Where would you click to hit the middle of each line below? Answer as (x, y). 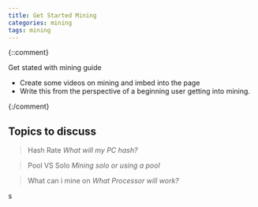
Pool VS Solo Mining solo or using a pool (93, 165)
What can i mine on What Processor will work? (103, 181)
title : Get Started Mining (52, 15)
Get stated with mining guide (55, 68)
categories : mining (40, 23)
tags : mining (30, 30)
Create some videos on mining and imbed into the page (110, 83)
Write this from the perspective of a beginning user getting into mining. (135, 91)
